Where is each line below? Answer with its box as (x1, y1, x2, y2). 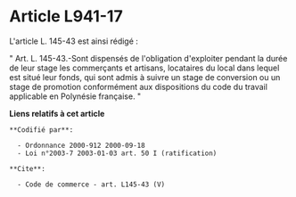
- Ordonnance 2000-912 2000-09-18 (17, 141, 145, 150)
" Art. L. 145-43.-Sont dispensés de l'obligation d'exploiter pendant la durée (9, 53, 288, 63)
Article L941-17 (9, 6, 123, 27)
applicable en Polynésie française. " (9, 91, 142, 102)
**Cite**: (9, 164, 46, 173)
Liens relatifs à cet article (9, 108, 105, 119)
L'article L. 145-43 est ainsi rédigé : (9, 36, 138, 46)
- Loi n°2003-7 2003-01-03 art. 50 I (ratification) (17, 149, 218, 158)
